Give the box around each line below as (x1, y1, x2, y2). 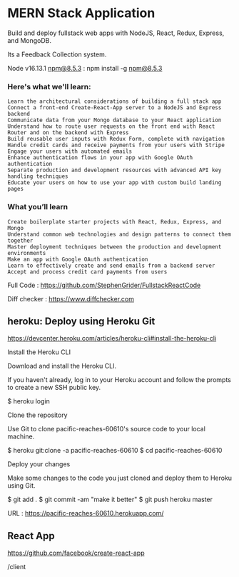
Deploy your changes (7, 460, 71, 468)
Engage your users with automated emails (7, 148, 133, 155)
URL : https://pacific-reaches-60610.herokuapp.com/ (7, 509, 164, 518)
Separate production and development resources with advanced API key (7, 166, 222, 174)
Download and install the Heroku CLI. (7, 362, 116, 371)
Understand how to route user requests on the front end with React (7, 123, 215, 130)
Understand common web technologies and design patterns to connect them (7, 231, 232, 238)
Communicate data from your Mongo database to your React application (7, 116, 222, 124)
